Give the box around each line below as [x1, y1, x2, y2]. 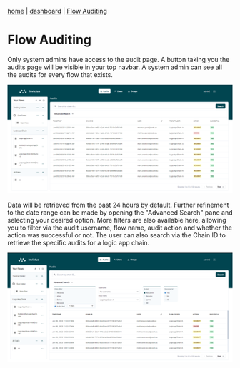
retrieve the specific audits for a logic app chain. [7, 238, 150, 247]
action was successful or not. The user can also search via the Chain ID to [7, 230, 226, 239]
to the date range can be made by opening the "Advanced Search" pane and [7, 208, 233, 217]
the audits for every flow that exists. [7, 70, 113, 78]
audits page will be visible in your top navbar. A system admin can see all [7, 63, 223, 71]
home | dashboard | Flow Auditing [7, 7, 107, 15]
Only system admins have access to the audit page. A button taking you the [7, 55, 230, 63]
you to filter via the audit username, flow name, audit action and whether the [7, 223, 232, 232]
